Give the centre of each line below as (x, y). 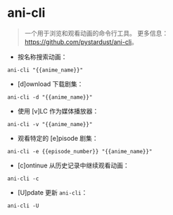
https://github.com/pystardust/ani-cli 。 (81, 42)
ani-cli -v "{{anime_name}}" (50, 124)
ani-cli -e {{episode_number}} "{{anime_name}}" (80, 151)
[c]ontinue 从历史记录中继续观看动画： (73, 165)
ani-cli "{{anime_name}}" (45, 70)
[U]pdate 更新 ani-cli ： (52, 192)
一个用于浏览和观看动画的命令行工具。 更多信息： (96, 33)
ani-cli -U (23, 206)
